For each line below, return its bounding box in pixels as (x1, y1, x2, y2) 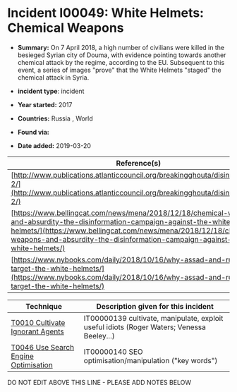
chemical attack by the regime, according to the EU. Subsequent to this (17, 58, 225, 66)
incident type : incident (17, 87, 85, 95)
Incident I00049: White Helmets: (7, 5, 205, 21)
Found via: (17, 128, 49, 136)
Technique (25, 301, 62, 311)
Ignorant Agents (11, 326, 65, 336)
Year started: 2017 (17, 100, 73, 109)
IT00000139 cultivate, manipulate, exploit (83, 313, 224, 323)
